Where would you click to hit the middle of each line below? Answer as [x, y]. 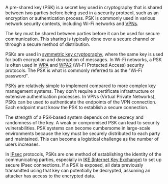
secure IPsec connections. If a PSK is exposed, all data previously [74, 165]
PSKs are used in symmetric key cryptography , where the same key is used [85, 54]
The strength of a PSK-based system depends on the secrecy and [75, 117]
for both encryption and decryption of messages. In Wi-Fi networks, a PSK [83, 60]
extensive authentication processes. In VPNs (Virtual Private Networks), [81, 97]
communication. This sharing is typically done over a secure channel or [80, 39]
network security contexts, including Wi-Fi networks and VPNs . [72, 23]
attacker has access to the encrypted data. [50, 176]
